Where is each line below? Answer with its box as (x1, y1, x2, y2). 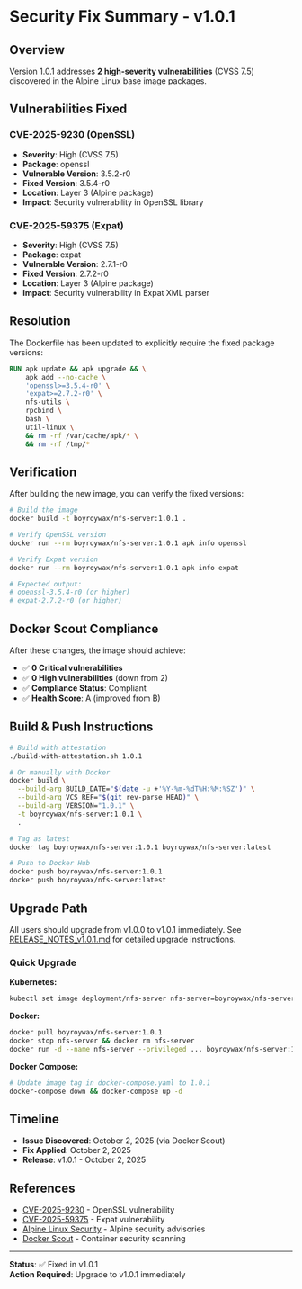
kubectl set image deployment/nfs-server (9, 994, 167, 1004)
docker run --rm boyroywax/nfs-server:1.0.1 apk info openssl (9, 538, 247, 548)
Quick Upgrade (9, 956, 76, 969)
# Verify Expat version (9, 555, 99, 564)
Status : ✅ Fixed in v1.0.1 (9, 1259, 99, 1270)
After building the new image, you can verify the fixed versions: (9, 488, 244, 499)
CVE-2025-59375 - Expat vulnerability (22, 1214, 165, 1225)
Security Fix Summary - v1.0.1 (9, 6, 235, 27)
